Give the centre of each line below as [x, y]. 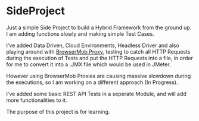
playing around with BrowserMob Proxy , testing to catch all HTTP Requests [98, 51]
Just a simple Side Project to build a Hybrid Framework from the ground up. [99, 27]
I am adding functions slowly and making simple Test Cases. [80, 33]
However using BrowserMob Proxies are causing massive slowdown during [99, 76]
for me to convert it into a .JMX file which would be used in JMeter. [88, 64]
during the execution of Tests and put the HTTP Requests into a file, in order [100, 58]
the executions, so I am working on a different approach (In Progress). [92, 82]
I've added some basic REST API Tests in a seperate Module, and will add [96, 94]
